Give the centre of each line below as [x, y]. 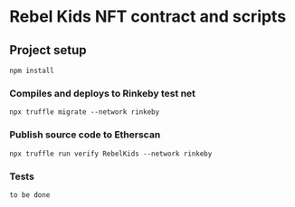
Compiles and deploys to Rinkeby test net [103, 93]
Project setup [48, 50]
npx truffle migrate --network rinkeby [85, 112]
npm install [32, 71]
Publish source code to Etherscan [85, 135]
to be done [30, 195]
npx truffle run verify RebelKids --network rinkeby [111, 154]
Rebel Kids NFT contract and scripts [148, 17]
